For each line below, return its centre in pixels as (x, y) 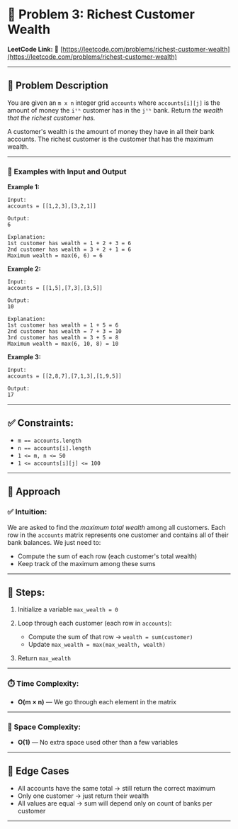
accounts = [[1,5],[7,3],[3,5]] (55, 288)
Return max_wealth (44, 658)
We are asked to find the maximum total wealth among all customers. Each (117, 527)
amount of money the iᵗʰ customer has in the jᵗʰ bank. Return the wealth (115, 110)
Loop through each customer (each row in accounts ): (95, 624)
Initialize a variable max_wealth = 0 (68, 609)
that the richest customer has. (51, 118)
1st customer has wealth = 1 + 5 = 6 (63, 325)
